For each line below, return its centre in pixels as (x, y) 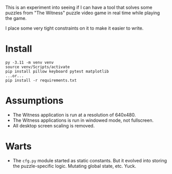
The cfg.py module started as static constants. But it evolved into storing (90, 160)
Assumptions (34, 101)
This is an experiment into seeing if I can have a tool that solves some (79, 7)
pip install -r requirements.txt (41, 80)
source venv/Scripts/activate (38, 67)
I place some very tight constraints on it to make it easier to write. (74, 28)
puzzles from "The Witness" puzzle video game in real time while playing (83, 13)
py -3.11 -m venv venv (30, 62)
